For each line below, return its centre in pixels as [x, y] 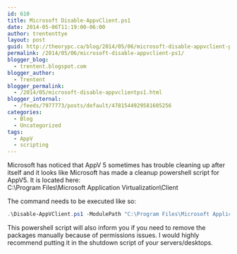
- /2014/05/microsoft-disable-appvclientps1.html [88, 92]
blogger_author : [31, 73]
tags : [15, 132]
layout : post [26, 40]
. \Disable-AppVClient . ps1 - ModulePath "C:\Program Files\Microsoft [109, 214]
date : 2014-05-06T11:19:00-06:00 [56, 27]
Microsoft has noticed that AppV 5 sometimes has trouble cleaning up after [116, 165]
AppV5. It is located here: [44, 180]
